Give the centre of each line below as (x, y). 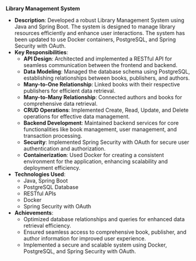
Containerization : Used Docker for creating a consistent (93, 155)
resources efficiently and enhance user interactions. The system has (100, 33)
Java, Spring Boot (46, 181)
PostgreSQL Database (51, 187)
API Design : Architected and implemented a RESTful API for (98, 59)
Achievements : (34, 213)
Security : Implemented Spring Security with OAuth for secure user (106, 142)
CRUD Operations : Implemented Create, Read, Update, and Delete (106, 110)
